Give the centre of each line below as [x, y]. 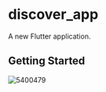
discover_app [53, 15]
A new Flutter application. [49, 36]
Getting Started [47, 61]
